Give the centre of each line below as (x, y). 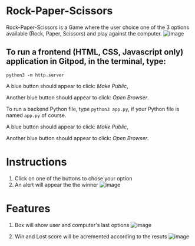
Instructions (37, 162)
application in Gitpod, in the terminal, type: (86, 61)
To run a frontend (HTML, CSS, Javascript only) (95, 52)
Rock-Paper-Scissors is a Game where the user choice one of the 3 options (98, 27)
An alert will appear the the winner (56, 184)
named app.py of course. (36, 115)
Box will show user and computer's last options (72, 225)
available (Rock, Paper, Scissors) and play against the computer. (84, 33)
